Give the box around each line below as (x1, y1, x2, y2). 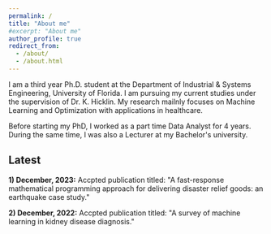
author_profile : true (8, 34, 82, 43)
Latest (8, 154, 41, 167)
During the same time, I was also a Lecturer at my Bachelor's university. (8, 129, 248, 139)
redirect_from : (8, 42, 60, 50)
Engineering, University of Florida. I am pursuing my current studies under (8, 88, 256, 97)
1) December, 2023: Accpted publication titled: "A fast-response (8, 175, 225, 184)
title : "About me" (8, 19, 71, 28)
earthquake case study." (8, 192, 90, 201)
